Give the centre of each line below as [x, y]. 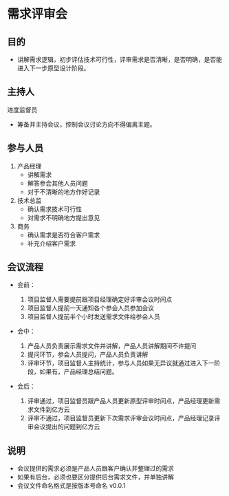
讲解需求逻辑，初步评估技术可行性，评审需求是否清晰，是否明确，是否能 [119, 60]
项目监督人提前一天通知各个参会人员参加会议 [91, 308]
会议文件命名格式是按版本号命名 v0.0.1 [71, 486]
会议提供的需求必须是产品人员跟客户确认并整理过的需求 [95, 468]
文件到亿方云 [52, 409]
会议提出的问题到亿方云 [67, 427]
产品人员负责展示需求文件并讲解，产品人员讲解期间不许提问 [112, 346]
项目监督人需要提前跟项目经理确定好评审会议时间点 [100, 299]
